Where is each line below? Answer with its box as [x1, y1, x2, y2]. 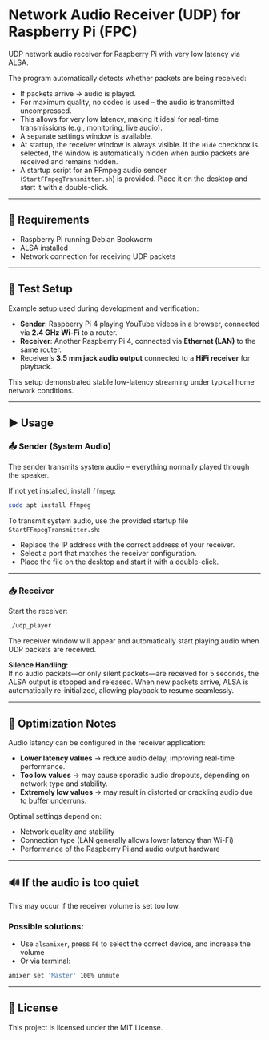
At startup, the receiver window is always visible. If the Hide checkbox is [19, 139, 259, 149]
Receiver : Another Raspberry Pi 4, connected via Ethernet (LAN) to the [19, 336, 256, 345]
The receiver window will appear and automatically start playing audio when [8, 636, 259, 646]
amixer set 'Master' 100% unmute [8, 972, 120, 980]
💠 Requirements [8, 213, 90, 227]
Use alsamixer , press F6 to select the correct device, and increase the [19, 939, 251, 949]
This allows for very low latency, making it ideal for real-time [19, 114, 219, 123]
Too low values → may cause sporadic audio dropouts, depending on [19, 771, 250, 780]
